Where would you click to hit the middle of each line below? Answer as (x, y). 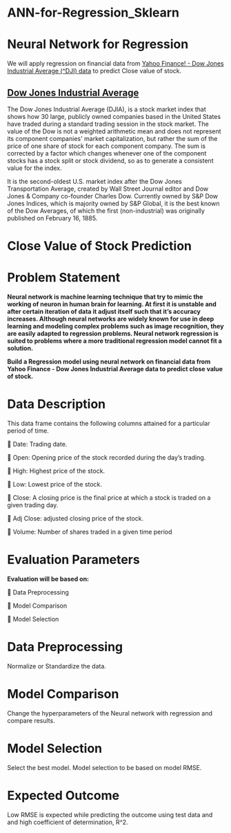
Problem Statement (64, 278)
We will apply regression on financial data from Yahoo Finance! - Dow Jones (115, 64)
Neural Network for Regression (98, 45)
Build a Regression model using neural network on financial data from (109, 362)
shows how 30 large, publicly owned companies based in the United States (114, 116)
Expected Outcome (63, 795)
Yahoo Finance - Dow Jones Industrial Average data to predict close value (115, 369)
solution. (20, 348)
